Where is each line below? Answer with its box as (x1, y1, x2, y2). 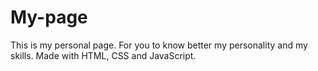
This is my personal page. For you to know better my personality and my (10, 39, 308, 51)
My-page (10, 6, 88, 29)
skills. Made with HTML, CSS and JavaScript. (10, 49, 197, 61)
